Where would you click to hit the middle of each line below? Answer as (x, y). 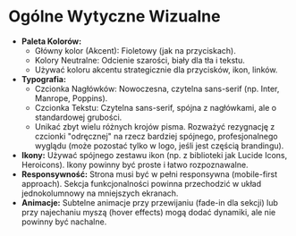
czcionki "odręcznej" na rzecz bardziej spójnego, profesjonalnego (156, 136)
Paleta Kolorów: (51, 41)
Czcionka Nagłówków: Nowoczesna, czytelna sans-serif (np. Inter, (157, 88)
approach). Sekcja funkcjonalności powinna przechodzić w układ (141, 183)
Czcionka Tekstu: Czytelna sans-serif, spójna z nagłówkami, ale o (156, 107)
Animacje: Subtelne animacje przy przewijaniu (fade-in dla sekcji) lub (150, 202)
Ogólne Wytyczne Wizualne (114, 17)
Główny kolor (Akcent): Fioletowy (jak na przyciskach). (135, 50)
